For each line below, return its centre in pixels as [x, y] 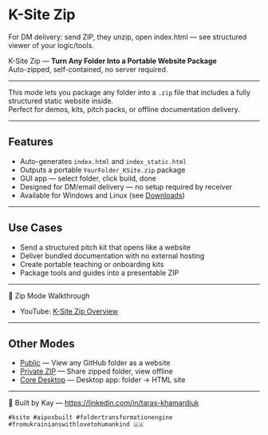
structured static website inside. [61, 101]
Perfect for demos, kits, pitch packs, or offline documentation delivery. [124, 109]
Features [31, 142]
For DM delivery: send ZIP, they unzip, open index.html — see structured [128, 37]
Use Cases [35, 228]
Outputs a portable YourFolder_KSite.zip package [102, 170]
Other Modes [41, 343]
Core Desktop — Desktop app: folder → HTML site [102, 380]
